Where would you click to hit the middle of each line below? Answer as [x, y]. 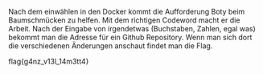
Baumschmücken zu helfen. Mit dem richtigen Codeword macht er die [124, 20]
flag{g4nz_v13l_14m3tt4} [49, 61]
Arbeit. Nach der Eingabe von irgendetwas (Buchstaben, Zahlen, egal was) [132, 29]
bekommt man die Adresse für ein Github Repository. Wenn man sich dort [130, 37]
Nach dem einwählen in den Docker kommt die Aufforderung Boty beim [127, 12]
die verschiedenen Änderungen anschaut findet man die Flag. [111, 46]
